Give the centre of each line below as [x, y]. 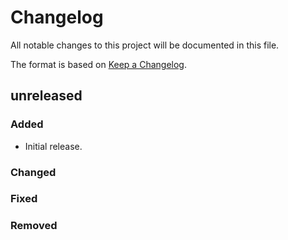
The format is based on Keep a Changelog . [98, 64]
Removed [34, 226]
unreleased [46, 96]
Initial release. [53, 146]
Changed [33, 172]
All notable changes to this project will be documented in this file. [145, 45]
